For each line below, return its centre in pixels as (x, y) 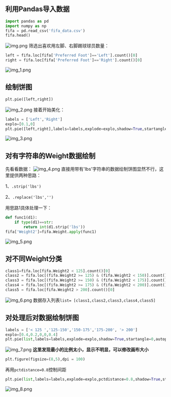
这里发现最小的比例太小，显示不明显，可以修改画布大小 (91, 350)
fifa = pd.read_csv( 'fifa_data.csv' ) (45, 31)
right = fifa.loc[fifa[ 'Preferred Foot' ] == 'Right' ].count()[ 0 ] (74, 60)
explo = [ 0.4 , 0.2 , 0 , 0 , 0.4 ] (32, 335)
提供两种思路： (25, 175)
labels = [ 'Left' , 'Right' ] (34, 119)
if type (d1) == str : (34, 222)
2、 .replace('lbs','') (30, 197)
